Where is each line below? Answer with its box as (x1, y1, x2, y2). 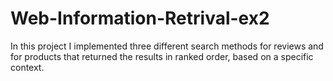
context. (10, 61, 45, 73)
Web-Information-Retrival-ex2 (10, 7, 270, 30)
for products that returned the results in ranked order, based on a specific (10, 50, 314, 62)
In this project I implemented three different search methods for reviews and (10, 40, 324, 52)
